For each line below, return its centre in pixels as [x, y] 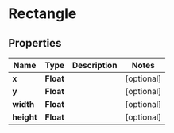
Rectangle [43, 14]
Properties [35, 43]
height [25, 117]
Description [95, 65]
